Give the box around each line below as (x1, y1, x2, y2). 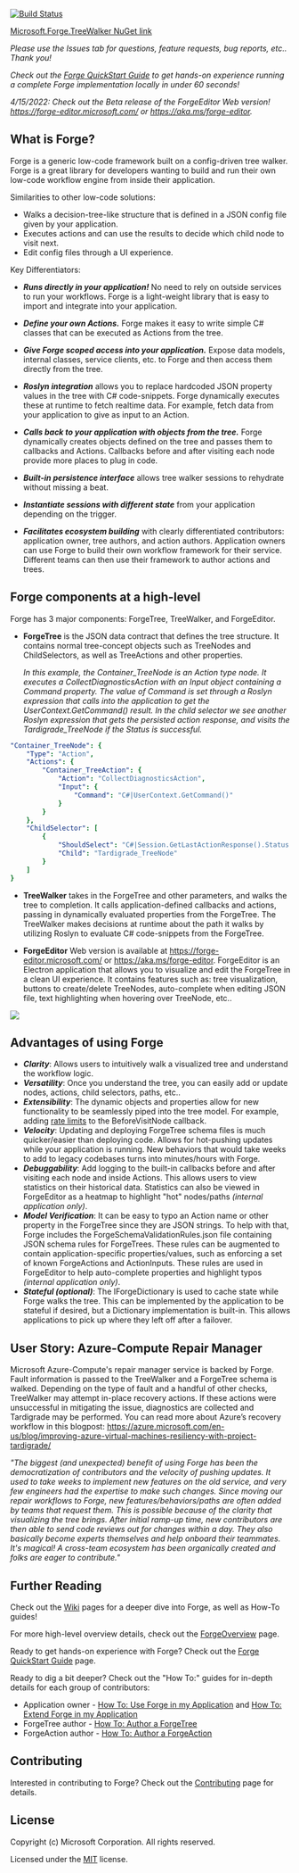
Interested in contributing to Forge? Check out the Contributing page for (10, 1777, 274, 1788)
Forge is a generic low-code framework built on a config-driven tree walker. (10, 155, 288, 166)
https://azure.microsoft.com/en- (106, 1421, 225, 1432)
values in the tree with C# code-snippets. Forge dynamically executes (22, 390, 279, 401)
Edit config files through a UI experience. (22, 246, 174, 258)
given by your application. (22, 219, 118, 229)
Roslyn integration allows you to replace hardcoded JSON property (22, 380, 272, 392)
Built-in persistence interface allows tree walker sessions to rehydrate (22, 472, 284, 483)
